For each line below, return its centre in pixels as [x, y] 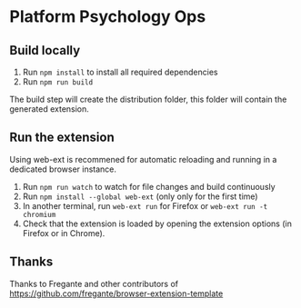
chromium [39, 214]
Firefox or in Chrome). [64, 233]
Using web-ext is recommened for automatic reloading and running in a [143, 159]
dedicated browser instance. [63, 169]
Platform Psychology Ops [108, 17]
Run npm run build [58, 82]
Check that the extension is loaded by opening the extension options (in [157, 224]
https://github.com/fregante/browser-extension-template [116, 293]
